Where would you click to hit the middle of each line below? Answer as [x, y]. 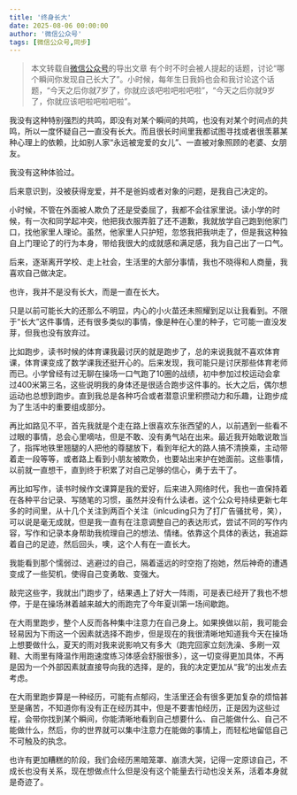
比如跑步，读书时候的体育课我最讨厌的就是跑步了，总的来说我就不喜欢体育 [145, 351]
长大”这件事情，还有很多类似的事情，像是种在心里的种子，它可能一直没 [150, 322]
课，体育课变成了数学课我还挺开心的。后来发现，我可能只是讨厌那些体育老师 [148, 363]
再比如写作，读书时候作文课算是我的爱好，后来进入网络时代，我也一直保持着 [148, 489]
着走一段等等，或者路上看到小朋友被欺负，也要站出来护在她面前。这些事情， [148, 459]
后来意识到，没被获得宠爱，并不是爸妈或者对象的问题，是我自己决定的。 [141, 191]
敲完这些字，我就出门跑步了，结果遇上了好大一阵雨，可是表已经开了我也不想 [148, 593]
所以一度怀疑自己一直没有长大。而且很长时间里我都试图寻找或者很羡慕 [152, 131]
